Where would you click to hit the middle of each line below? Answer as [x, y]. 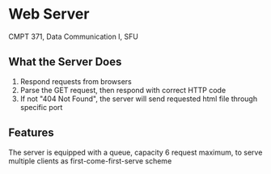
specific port [41, 107]
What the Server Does [65, 62]
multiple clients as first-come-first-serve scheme [90, 161]
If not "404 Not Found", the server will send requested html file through [138, 99]
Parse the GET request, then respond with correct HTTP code [123, 90]
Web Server [49, 14]
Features [31, 133]
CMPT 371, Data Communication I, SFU [74, 36]
